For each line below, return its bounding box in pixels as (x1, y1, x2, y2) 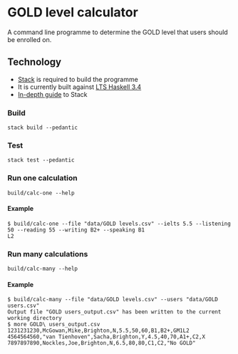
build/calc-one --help (7, 189, 75, 197)
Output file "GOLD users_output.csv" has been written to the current (7, 308, 222, 316)
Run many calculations (7, 249, 88, 259)
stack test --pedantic (7, 157, 75, 164)
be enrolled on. (7, 35, 52, 43)
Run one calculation (7, 173, 78, 183)
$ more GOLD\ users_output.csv (7, 321, 100, 328)
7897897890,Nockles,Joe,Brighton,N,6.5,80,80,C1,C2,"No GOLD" (7, 340, 196, 347)
